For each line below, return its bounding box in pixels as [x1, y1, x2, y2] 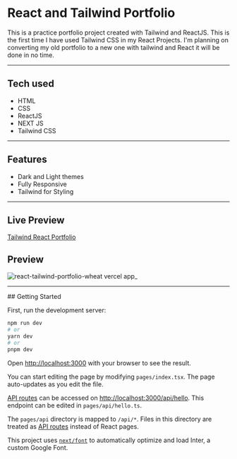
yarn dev [7, 333, 33, 340]
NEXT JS [17, 118, 44, 128]
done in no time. [7, 51, 54, 59]
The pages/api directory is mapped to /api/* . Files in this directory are [7, 415, 212, 423]
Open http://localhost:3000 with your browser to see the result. [7, 358, 192, 367]
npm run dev [7, 319, 42, 327]
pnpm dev [7, 345, 33, 353]
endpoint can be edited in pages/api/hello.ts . [7, 400, 142, 410]
